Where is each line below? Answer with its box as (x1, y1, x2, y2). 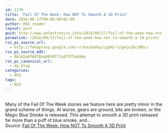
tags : (5, 77, 16, 82)
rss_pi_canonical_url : (5, 59, 52, 64)
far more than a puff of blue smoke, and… (5, 117, 91, 123)
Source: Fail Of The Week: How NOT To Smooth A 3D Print (5, 122, 126, 128)
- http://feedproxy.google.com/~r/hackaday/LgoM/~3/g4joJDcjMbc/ (9, 45, 149, 50)
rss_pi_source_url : (5, 40, 46, 45)
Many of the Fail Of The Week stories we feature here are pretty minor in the (5, 101, 162, 107)
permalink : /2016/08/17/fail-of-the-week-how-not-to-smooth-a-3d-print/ (5, 36, 160, 41)
